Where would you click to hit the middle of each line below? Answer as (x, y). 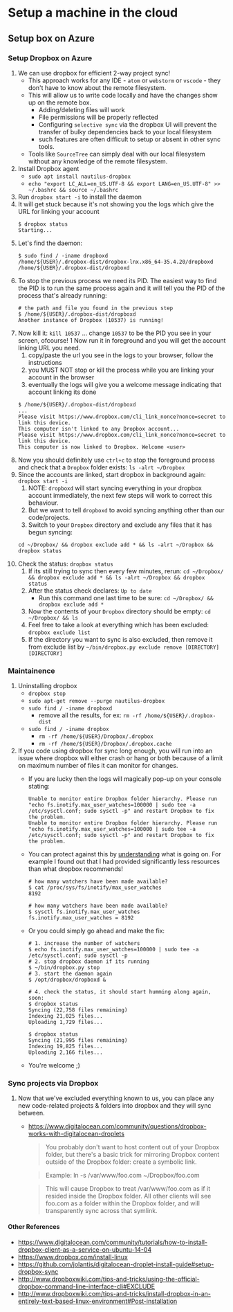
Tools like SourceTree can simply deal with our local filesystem (117, 154)
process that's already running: (62, 295)
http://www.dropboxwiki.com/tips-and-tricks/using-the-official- (109, 1279)
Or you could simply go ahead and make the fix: (96, 931)
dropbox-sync (38, 1271)
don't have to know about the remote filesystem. (97, 87)
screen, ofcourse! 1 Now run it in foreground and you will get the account (122, 340)
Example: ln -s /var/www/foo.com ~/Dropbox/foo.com (122, 1176)
